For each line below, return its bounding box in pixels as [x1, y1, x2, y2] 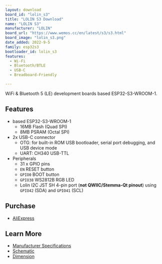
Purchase [5, 202, 36, 210]
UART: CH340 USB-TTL [19, 150, 69, 156]
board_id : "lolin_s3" [5, 12, 50, 17]
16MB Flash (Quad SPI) [19, 123, 67, 129]
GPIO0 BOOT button [19, 171, 59, 177]
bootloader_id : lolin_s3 [5, 49, 57, 54]
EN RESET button [19, 166, 54, 172]
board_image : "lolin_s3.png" [5, 35, 66, 40]
